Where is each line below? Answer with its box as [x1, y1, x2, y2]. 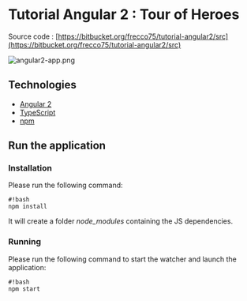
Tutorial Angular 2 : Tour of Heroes [8, 6, 240, 24]
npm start [8, 284, 41, 293]
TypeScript [19, 107, 56, 117]
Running [8, 236, 42, 247]
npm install [8, 203, 47, 211]
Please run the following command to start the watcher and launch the [8, 254, 237, 264]
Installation [8, 163, 53, 174]
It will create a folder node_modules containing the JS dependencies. [8, 216, 234, 226]
